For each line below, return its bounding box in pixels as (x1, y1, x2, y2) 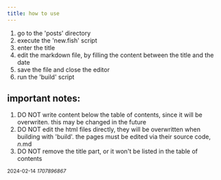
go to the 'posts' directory (16, 29, 91, 37)
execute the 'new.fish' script (16, 36, 97, 45)
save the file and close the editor (16, 65, 110, 74)
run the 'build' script (16, 73, 75, 81)
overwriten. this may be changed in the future (16, 118, 146, 126)
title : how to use (7, 10, 60, 17)
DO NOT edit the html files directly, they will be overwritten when (16, 125, 201, 134)
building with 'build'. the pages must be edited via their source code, (16, 133, 211, 141)
